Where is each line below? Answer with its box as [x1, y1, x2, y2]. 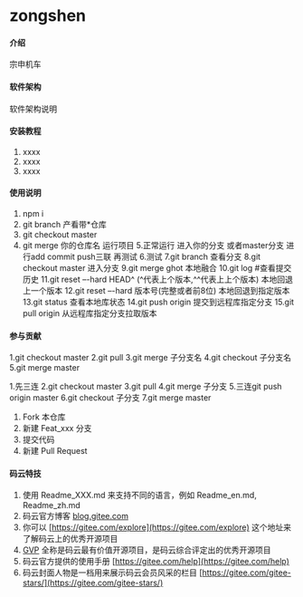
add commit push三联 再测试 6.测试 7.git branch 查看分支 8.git [30, 251, 260, 262]
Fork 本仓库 [22, 411, 66, 422]
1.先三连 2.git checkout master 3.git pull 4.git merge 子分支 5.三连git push [9, 381, 282, 392]
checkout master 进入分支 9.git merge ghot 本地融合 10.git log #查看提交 [22, 263, 292, 273]
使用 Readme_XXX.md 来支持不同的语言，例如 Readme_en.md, [22, 490, 258, 501]
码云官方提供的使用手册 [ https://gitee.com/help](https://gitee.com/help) [22, 556, 289, 567]
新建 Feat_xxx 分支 [22, 423, 92, 434]
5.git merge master [9, 362, 80, 373]
